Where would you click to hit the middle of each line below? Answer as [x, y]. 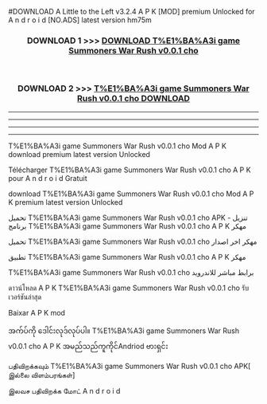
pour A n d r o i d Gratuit [48, 178]
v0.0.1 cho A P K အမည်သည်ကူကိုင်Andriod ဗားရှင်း [88, 346]
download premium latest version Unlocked [79, 154]
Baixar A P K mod [37, 312]
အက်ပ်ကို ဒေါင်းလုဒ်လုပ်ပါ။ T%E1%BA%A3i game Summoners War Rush [124, 331]
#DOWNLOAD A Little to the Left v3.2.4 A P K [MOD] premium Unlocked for [132, 12]
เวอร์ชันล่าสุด [25, 296]
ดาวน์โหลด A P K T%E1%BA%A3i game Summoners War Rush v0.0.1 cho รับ [128, 288]
